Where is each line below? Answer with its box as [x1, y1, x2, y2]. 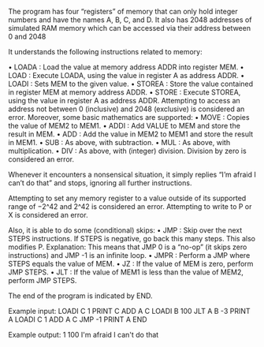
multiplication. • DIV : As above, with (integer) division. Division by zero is [8, 146, 247, 155]
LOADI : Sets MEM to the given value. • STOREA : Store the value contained [8, 79, 254, 88]
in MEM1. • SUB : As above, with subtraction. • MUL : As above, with [8, 138, 231, 147]
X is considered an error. [8, 211, 88, 219]
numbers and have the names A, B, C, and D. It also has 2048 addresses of [8, 15, 252, 24]
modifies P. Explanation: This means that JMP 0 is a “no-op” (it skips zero [8, 242, 247, 252]
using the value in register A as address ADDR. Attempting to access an [8, 96, 240, 105]
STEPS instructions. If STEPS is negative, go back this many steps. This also [8, 234, 256, 243]
